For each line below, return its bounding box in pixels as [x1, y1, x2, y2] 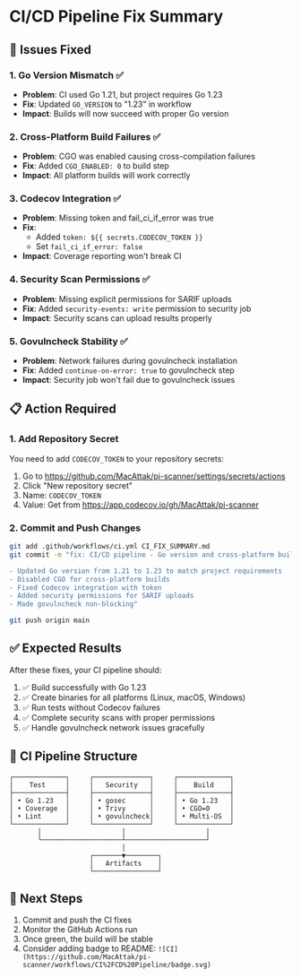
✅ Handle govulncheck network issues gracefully [21, 722, 205, 732]
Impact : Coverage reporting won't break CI [21, 251, 182, 262]
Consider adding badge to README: [21, 943, 157, 954]
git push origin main [9, 616, 90, 625]
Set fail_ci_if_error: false [35, 241, 143, 252]
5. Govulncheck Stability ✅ [9, 334, 128, 347]
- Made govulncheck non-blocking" [9, 600, 139, 609]
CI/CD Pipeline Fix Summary [9, 6, 224, 27]
